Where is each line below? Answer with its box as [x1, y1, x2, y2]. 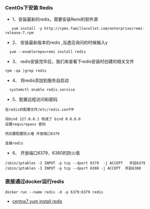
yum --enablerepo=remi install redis [9, 49, 86, 54]
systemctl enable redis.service [9, 87, 75, 93]
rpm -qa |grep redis [5, 69, 47, 73]
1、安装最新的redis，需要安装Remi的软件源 [12, 16, 98, 23]
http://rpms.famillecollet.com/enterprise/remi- [44, 26, 145, 31]
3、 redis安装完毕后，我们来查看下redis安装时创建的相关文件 [12, 59, 134, 65]
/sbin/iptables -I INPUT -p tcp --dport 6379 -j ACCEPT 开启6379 [5, 161, 146, 166]
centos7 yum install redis [12, 198, 62, 204]
